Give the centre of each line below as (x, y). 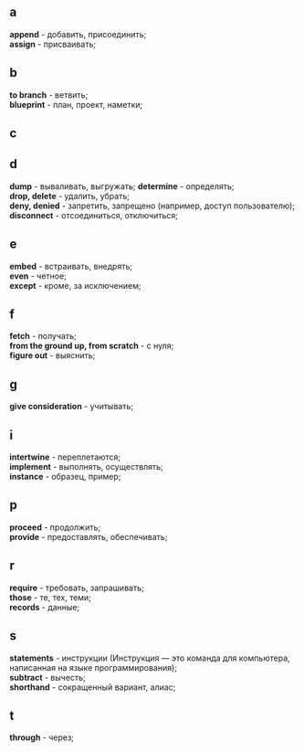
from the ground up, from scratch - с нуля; (92, 346)
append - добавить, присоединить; (78, 34)
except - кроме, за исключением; (75, 285)
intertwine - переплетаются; (65, 457)
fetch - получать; (43, 336)
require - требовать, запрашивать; (77, 588)
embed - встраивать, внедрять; (71, 266)
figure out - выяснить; (52, 355)
